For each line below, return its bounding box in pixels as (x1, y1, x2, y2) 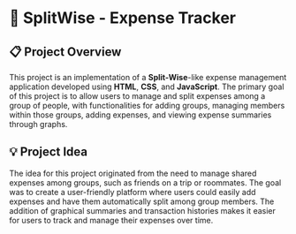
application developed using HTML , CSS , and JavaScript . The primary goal (9, 81, 285, 92)
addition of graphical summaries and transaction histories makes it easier (9, 205, 277, 215)
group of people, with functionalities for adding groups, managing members (9, 101, 285, 110)
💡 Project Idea (9, 145, 88, 160)
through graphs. (9, 119, 68, 129)
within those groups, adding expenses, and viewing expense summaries (9, 109, 272, 120)
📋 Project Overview (9, 44, 122, 59)
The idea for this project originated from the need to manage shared (9, 168, 257, 178)
